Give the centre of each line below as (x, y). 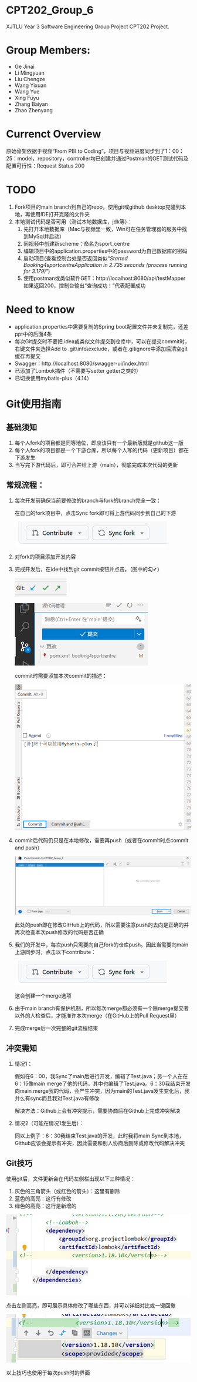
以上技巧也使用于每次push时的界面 (48, 1373)
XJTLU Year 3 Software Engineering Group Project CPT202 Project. (88, 26)
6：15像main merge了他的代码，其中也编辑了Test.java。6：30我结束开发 (103, 1083)
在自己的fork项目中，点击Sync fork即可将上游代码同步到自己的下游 (95, 513)
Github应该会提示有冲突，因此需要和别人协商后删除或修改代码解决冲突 (100, 1143)
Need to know (40, 309)
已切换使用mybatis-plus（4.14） (53, 378)
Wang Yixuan (30, 85)
